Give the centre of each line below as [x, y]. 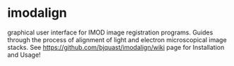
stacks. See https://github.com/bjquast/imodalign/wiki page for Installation [116, 47]
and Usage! [24, 55]
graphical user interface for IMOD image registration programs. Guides [110, 32]
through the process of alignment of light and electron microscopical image [117, 39]
